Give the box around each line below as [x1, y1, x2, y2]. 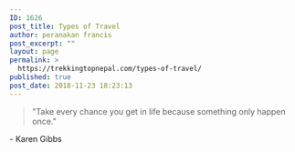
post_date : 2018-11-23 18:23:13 [9, 81, 132, 90]
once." [31, 116, 58, 127]
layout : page [9, 47, 59, 56]
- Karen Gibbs [9, 133, 62, 144]
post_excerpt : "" [9, 38, 76, 48]
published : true [9, 73, 71, 82]
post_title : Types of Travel [9, 22, 121, 31]
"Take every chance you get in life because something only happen [31, 106, 286, 117]
